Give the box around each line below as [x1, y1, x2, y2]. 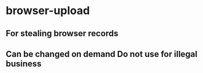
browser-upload [6, 4, 90, 18]
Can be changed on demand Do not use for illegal [6, 48, 197, 59]
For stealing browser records [6, 28, 119, 39]
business [6, 58, 42, 69]
